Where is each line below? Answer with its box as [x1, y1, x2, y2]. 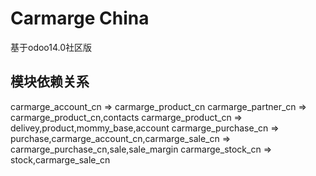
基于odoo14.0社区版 [10, 41, 93, 53]
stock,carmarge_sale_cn [10, 153, 111, 166]
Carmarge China [10, 7, 150, 30]
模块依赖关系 [10, 73, 90, 91]
